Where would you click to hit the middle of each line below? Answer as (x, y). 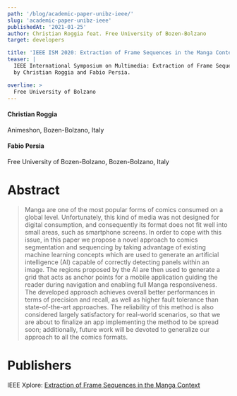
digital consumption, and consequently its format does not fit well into (126, 224)
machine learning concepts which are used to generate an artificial (122, 254)
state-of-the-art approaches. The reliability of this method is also (119, 307)
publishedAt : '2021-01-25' (47, 27)
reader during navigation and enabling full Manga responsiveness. (121, 284)
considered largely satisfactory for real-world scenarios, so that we (122, 314)
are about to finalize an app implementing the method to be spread (121, 322)
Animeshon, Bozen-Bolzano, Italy (56, 130)
